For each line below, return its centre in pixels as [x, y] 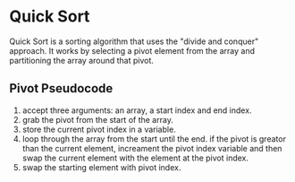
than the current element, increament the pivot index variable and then [152, 148]
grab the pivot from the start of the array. [98, 119]
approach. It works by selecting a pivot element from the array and [132, 50]
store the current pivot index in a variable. [99, 129]
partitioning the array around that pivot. [82, 60]
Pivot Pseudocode [61, 88]
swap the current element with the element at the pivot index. [135, 158]
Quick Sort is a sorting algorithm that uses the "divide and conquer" [134, 41]
